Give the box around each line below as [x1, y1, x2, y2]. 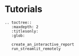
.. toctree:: [4, 20, 32, 25]
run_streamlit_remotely [11, 46, 61, 51]
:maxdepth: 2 [11, 24, 38, 29]
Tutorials [4, 3, 42, 15]
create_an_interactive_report [11, 41, 74, 47]
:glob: [11, 33, 25, 38]
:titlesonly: [11, 28, 38, 33]
